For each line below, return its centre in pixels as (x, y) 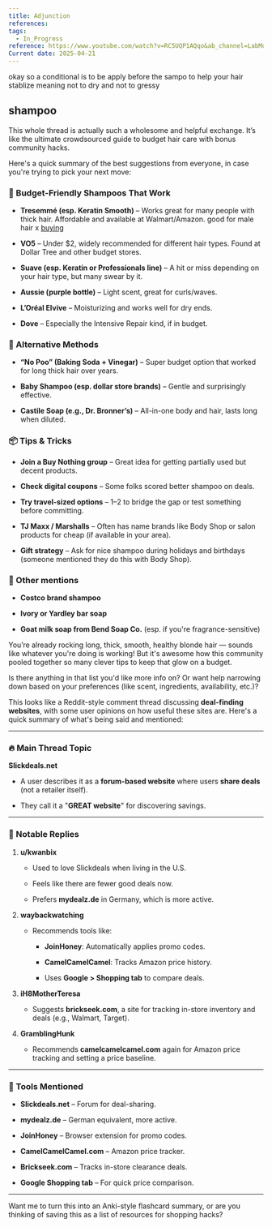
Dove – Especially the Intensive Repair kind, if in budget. (114, 324)
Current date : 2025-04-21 (52, 54)
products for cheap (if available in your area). (96, 534)
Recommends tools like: (72, 930)
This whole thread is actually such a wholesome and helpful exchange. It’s (132, 130)
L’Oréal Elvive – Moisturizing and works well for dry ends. (116, 308)
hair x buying (42, 228)
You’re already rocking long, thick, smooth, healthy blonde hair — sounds (131, 645)
